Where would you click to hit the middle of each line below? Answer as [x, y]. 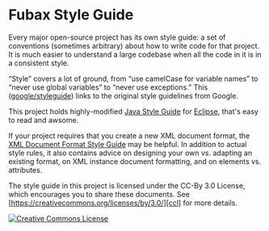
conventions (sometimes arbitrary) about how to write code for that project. [134, 45]
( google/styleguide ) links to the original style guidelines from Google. [123, 95]
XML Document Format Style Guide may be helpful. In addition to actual [128, 144]
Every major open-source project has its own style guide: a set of [117, 37]
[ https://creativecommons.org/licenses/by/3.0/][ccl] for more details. [123, 203]
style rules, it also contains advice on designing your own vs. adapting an [130, 153]
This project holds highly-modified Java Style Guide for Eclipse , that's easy [133, 111]
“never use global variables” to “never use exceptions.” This [108, 87]
